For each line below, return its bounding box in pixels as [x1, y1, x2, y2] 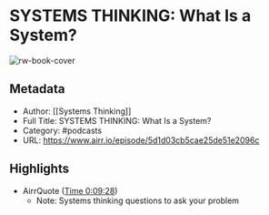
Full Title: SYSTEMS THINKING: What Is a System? [22, 115, 212, 126]
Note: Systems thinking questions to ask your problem [35, 195, 239, 206]
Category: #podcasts [22, 125, 103, 136]
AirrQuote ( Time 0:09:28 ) [22, 185, 118, 196]
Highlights [9, 161, 70, 177]
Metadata [9, 81, 65, 97]
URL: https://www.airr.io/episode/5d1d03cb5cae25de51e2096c [22, 134, 260, 146]
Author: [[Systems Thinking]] [22, 106, 132, 117]
